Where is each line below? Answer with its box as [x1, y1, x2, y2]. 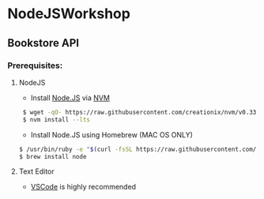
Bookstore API [7, 36, 80, 50]
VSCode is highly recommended [30, 182, 136, 192]
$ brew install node [18, 152, 87, 160]
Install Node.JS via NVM [30, 92, 110, 103]
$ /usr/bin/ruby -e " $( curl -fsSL [18, 145, 133, 153]
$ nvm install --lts [22, 115, 91, 123]
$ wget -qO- [22, 108, 62, 116]
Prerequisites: [7, 60, 63, 71]
